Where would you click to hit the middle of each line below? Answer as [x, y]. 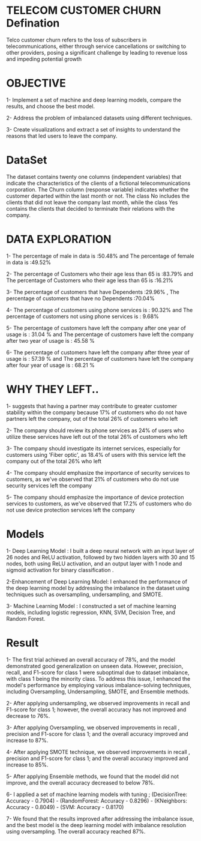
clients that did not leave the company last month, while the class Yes [92, 202]
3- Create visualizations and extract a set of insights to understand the [94, 129]
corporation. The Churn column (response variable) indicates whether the [97, 189]
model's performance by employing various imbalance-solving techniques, [99, 685]
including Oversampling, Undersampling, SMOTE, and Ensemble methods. [98, 692]
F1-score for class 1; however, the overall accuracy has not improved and [96, 710]
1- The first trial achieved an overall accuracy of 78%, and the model [91, 659]
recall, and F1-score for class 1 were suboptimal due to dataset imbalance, [98, 672]
